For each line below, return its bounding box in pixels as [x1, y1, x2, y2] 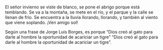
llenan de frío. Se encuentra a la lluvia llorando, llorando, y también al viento [5, 15, 158, 20]
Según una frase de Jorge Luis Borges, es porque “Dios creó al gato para [5, 29, 153, 34]
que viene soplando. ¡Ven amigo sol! [5, 19, 78, 25]
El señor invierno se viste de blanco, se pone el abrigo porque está [5, 4, 140, 10]
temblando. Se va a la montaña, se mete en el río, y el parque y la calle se [5, 9, 153, 15]
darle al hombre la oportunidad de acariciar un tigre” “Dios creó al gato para [5, 34, 158, 40]
